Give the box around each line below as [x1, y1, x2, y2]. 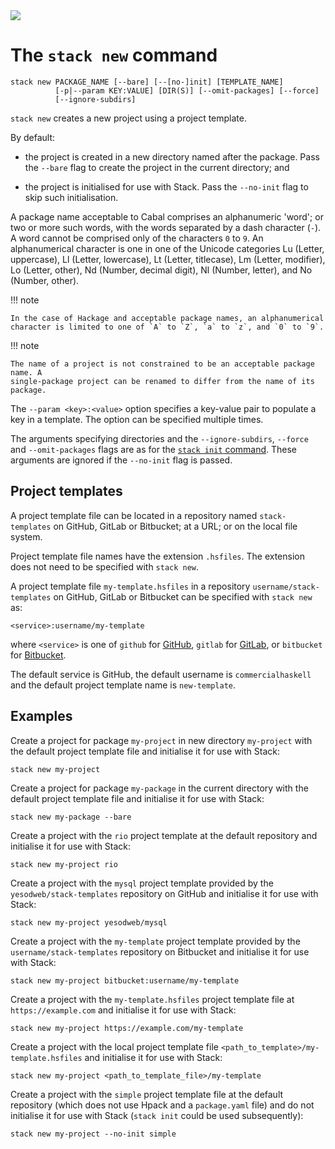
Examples [10, 708, 73, 725]
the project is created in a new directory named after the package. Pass [24, 150, 320, 163]
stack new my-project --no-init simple [10, 1129, 177, 1139]
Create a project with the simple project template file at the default [10, 1088, 284, 1100]
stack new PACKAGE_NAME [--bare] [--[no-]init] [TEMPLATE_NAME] [10, 77, 284, 87]
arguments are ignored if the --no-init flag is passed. [10, 454, 233, 466]
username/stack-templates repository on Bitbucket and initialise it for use [10, 945, 310, 958]
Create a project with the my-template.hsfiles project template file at [10, 993, 295, 1005]
